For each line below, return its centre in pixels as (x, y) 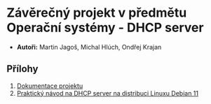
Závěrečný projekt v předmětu (97, 13)
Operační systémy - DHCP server (105, 28)
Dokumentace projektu (50, 86)
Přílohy (22, 69)
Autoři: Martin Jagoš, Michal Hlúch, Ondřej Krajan (89, 47)
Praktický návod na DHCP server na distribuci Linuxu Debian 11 (108, 93)
